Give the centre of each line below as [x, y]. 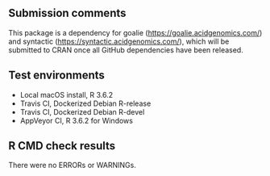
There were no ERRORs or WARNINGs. [73, 166]
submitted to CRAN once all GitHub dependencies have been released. [126, 50]
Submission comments [67, 13]
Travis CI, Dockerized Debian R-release [85, 103]
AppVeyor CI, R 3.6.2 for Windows [76, 120]
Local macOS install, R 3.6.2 [66, 94]
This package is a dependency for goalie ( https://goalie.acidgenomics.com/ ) [135, 32]
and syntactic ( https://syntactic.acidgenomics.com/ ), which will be [119, 41]
